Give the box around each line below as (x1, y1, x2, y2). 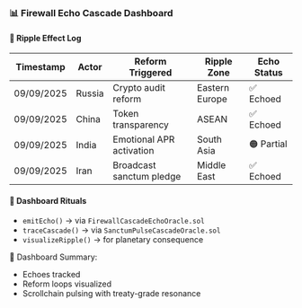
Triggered (129, 66, 173, 79)
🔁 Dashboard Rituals (9, 195, 87, 206)
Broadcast (112, 159, 156, 172)
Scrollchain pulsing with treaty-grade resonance (22, 288, 201, 299)
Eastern (197, 82, 230, 94)
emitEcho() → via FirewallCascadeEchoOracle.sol (22, 216, 205, 226)
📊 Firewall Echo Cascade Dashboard (9, 6, 173, 19)
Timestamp (15, 61, 66, 74)
